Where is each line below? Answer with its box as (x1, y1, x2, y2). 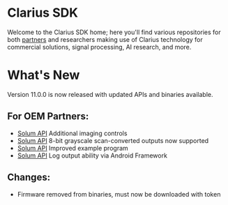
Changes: (7, 172, 51, 183)
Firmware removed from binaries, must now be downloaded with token (17, 190, 221, 198)
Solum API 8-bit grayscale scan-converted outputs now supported (17, 136, 209, 144)
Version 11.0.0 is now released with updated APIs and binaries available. (7, 90, 213, 98)
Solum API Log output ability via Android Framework (17, 151, 167, 160)
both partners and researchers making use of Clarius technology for (7, 35, 204, 43)
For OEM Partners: (7, 110, 89, 123)
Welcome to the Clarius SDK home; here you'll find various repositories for (7, 28, 221, 36)
